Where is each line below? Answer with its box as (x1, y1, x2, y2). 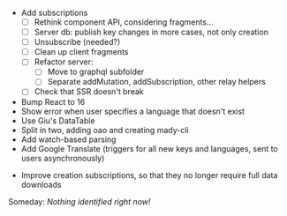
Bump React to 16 (20, 96, 86, 107)
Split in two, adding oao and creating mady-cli (20, 124, 189, 135)
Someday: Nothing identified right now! (8, 196, 151, 206)
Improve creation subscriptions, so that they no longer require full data (20, 169, 278, 180)
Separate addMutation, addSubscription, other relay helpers (47, 77, 266, 87)
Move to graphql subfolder (47, 66, 145, 78)
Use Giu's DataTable (20, 115, 95, 126)
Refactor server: (34, 56, 94, 67)
